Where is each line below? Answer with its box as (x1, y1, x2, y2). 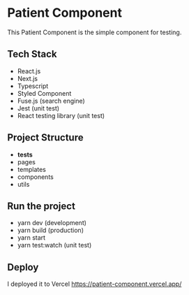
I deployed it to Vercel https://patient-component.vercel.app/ (7, 280, 182, 288)
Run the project (7, 200, 75, 212)
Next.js (17, 74, 38, 82)
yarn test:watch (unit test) (17, 241, 92, 250)
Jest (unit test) (17, 103, 60, 113)
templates (17, 165, 47, 173)
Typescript (17, 82, 49, 90)
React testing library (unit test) (17, 111, 105, 120)
